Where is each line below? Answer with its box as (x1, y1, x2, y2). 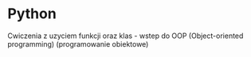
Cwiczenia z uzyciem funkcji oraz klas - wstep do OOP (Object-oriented (7, 31, 244, 40)
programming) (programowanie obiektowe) (7, 39, 149, 48)
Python (7, 5, 57, 23)
